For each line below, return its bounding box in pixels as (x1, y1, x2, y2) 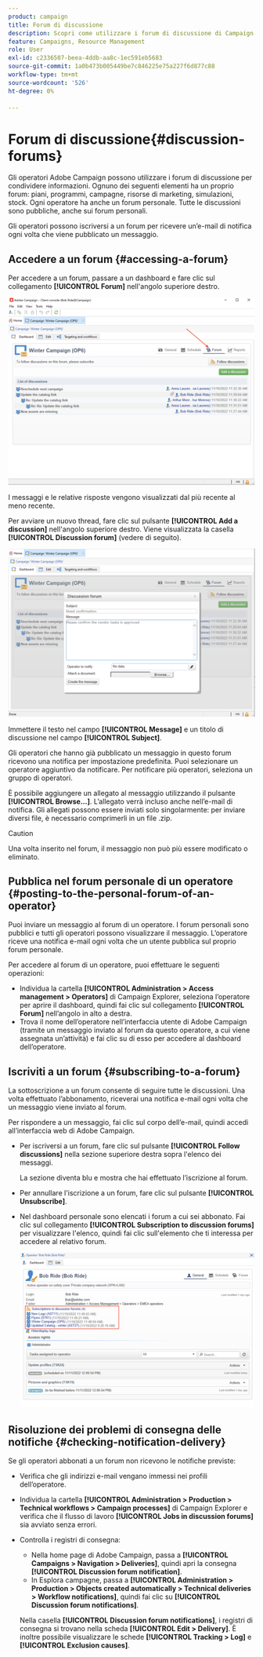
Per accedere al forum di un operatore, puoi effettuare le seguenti (8, 960, 220, 969)
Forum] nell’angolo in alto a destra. (19, 1009, 133, 1018)
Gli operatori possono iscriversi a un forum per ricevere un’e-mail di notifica (8, 221, 252, 231)
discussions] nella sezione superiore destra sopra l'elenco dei (19, 1150, 222, 1159)
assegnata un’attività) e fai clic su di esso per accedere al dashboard (19, 1034, 241, 1043)
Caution (8, 828, 34, 838)
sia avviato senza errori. (19, 1520, 98, 1530)
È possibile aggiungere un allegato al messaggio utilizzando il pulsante (8, 788, 236, 797)
